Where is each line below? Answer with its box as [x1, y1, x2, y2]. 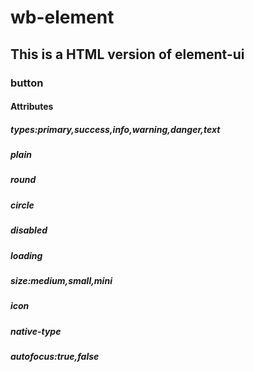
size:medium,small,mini [10, 274, 113, 286]
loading [10, 249, 43, 261]
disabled [10, 224, 48, 236]
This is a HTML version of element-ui [10, 46, 245, 63]
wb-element [10, 6, 115, 29]
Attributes [10, 101, 54, 113]
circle [10, 199, 35, 211]
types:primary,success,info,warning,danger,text [10, 123, 221, 135]
